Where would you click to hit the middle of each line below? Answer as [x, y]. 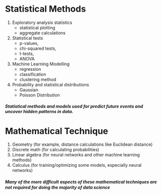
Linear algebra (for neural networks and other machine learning [76, 155]
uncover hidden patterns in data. [39, 111]
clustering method [38, 79]
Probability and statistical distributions [51, 84]
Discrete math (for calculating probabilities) [56, 150]
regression [30, 69]
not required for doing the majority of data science [58, 187]
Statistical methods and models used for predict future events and [74, 106]
